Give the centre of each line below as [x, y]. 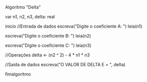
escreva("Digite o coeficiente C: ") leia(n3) [48, 45]
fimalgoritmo [18, 74]
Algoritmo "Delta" [23, 7]
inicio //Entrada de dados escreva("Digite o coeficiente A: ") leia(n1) [74, 26]
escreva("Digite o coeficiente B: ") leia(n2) [48, 36]
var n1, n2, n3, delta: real [30, 17]
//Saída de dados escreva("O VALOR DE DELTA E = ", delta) [65, 64]
